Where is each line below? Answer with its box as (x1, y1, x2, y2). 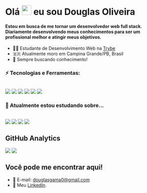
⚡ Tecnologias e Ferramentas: (5, 69, 80, 76)
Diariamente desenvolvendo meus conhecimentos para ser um (5, 29, 140, 35)
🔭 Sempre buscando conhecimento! (12, 57, 88, 63)
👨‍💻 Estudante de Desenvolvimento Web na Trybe (12, 45, 116, 51)
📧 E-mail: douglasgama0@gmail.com (12, 176, 90, 183)
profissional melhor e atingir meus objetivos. (5, 34, 102, 40)
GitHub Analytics (5, 134, 61, 143)
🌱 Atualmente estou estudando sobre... (5, 102, 104, 109)
